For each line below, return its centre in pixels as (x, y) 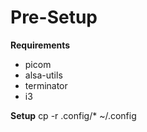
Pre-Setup (54, 17)
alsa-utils (43, 75)
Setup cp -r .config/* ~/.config (73, 115)
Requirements (40, 45)
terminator (46, 85)
